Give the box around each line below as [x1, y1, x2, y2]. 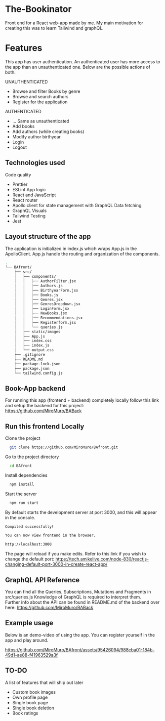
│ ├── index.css [14, 339, 52, 343]
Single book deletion [12, 705, 54, 711]
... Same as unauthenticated [12, 118, 70, 124]
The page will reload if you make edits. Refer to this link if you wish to [5, 551, 147, 557]
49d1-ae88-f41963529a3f [5, 652, 58, 658]
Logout [12, 144, 27, 150]
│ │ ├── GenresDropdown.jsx [14, 301, 81, 307]
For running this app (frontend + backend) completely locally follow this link [5, 397, 159, 403]
